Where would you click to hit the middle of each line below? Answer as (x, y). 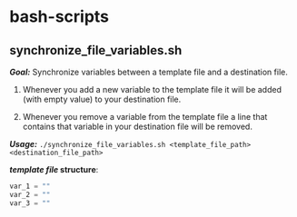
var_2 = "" (30, 194)
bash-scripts (59, 17)
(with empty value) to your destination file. (102, 99)
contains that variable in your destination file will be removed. (137, 126)
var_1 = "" (30, 186)
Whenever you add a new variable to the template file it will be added (152, 89)
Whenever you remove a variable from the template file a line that (145, 117)
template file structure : (54, 169)
